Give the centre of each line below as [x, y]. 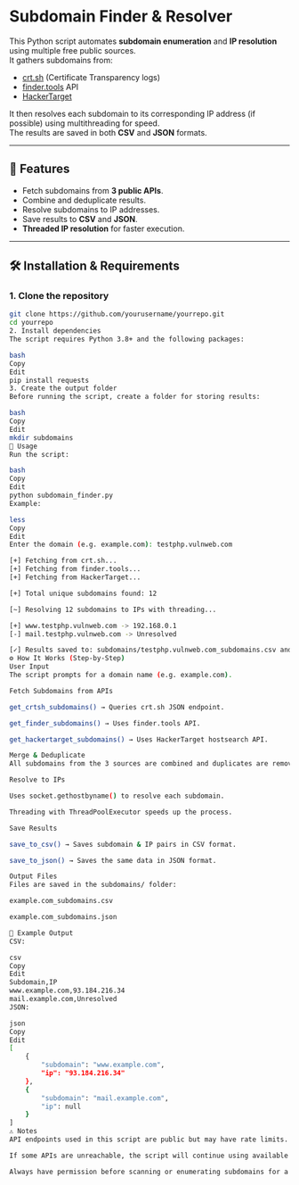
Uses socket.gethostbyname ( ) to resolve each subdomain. [117, 796]
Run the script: [39, 454]
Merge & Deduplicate [48, 756]
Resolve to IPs [37, 780]
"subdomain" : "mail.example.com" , [105, 1098]
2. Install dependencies [55, 331]
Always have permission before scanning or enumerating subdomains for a [149, 1172]
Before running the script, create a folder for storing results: [135, 397]
